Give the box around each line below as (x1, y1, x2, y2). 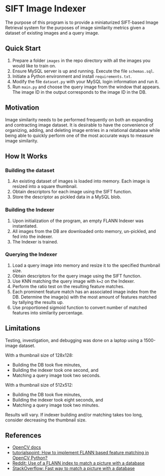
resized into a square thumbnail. (12, 183, 78, 189)
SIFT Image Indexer (5, 3, 86, 14)
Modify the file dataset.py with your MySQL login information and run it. (12, 78, 159, 84)
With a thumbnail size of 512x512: (5, 382, 73, 388)
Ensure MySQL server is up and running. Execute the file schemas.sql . (12, 68, 155, 74)
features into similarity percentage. (12, 309, 84, 315)
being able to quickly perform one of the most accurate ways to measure (5, 132, 154, 138)
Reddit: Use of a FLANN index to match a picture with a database (12, 460, 145, 466)
